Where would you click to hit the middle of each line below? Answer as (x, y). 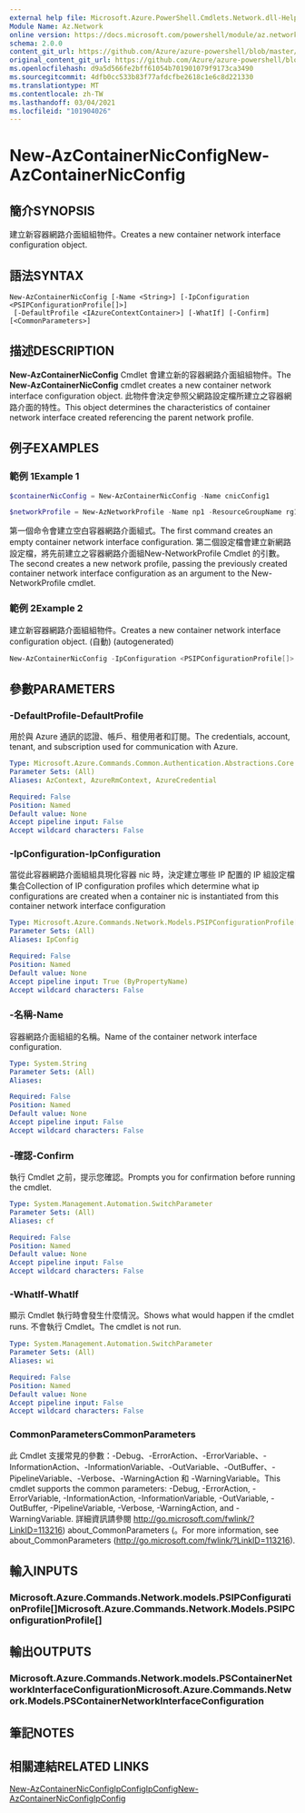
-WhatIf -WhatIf (44, 1294)
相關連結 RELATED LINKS (79, 1767)
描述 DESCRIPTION (62, 351)
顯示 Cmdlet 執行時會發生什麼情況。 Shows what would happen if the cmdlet (152, 1315)
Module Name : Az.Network (56, 26)
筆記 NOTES (42, 1732)
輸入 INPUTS (44, 1571)
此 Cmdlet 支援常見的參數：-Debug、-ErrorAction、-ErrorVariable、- (138, 1455)
